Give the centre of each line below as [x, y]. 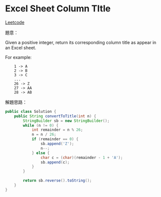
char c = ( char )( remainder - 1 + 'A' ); [81, 157]
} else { [41, 153]
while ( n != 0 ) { [41, 125]
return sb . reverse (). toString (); [57, 181]
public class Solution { [31, 111]
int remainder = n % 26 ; [57, 130]
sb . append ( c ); [55, 162]
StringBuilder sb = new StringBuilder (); [66, 121]
